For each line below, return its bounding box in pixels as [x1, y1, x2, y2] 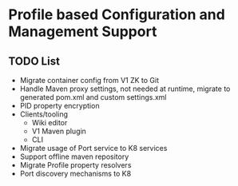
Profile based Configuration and [8, 6, 225, 24]
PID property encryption [19, 101, 100, 110]
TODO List [8, 54, 60, 68]
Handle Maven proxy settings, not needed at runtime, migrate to [19, 84, 231, 93]
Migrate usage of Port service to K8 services [19, 144, 168, 152]
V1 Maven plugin [31, 126, 86, 136]
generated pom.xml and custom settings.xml [19, 93, 167, 101]
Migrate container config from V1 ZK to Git [19, 76, 160, 85]
